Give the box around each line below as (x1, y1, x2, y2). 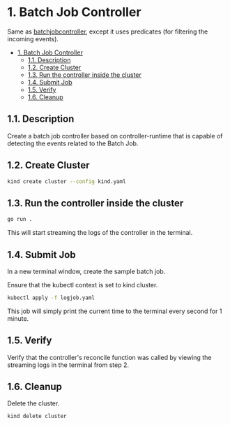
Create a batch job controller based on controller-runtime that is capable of (7, 131, 223, 140)
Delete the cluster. (7, 399, 60, 408)
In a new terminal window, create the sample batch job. (7, 267, 166, 275)
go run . (7, 216, 33, 223)
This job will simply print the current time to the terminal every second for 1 (7, 307, 222, 315)
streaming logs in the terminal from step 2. (7, 361, 129, 369)
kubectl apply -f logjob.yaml (7, 294, 95, 301)
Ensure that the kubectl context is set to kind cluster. (7, 280, 158, 289)
